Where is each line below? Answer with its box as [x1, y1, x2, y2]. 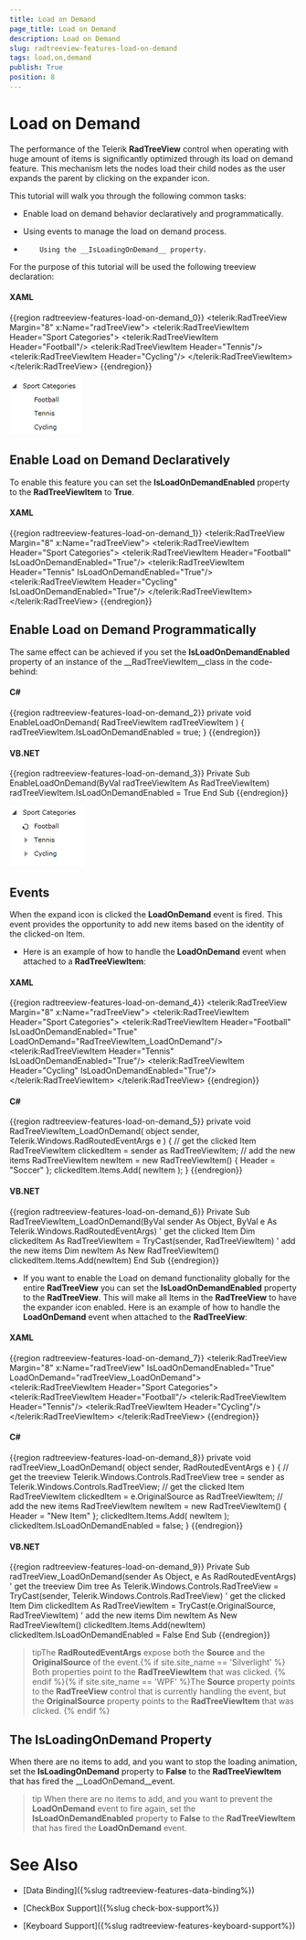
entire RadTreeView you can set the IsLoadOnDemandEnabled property [22, 1281, 297, 1293]
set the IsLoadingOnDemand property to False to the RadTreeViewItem [9, 1766, 281, 1777]
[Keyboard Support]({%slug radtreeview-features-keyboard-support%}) [22, 1921, 296, 1932]
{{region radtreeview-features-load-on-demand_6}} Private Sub [9, 1206, 250, 1217]
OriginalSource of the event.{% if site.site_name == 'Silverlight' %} [31, 1656, 286, 1668]
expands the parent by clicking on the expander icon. [9, 172, 210, 183]
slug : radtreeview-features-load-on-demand [9, 44, 178, 53]
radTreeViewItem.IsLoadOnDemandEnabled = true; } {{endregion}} [9, 727, 261, 738]
